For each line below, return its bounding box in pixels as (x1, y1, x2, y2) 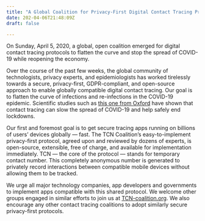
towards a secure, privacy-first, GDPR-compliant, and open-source (6, 80, 175, 87)
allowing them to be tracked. (6, 170, 78, 177)
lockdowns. (6, 112, 35, 120)
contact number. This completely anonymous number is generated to (6, 157, 180, 164)
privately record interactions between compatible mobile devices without (6, 163, 190, 171)
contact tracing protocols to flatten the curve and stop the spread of (6, 49, 178, 56)
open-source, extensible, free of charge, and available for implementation (6, 144, 192, 151)
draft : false (6, 20, 40, 26)
